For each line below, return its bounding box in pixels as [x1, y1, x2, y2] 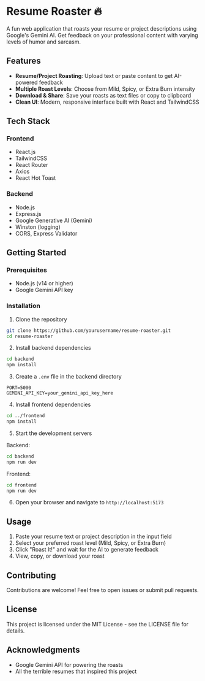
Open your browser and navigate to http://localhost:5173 [15, 499, 164, 506]
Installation [6, 302, 41, 310]
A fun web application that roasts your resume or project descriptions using [6, 25, 197, 32]
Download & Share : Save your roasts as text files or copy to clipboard [15, 91, 192, 99]
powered [15, 79, 38, 86]
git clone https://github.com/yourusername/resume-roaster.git [6, 327, 171, 334]
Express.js [15, 210, 42, 217]
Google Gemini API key [15, 287, 73, 294]
